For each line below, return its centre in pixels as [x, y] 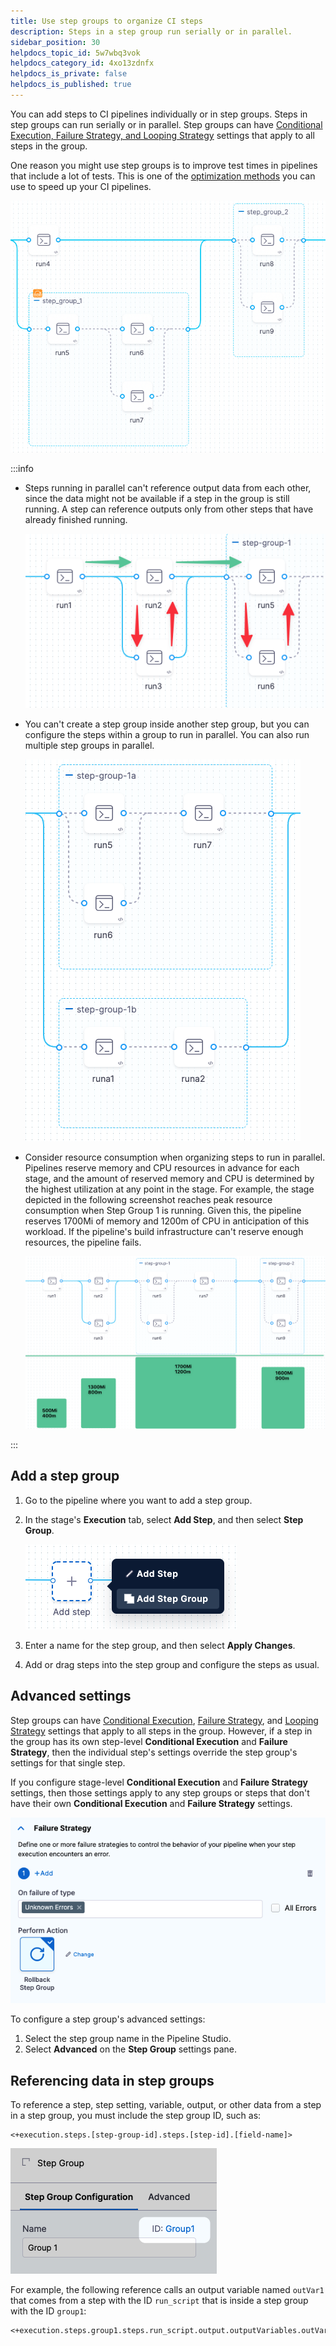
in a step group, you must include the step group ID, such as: [136, 2116]
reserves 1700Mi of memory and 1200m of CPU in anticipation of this [167, 1221]
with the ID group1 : [48, 2311]
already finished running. [76, 519]
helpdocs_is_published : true [71, 85]
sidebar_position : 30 [55, 42]
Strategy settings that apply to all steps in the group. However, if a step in [161, 1731]
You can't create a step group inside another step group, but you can [167, 724]
